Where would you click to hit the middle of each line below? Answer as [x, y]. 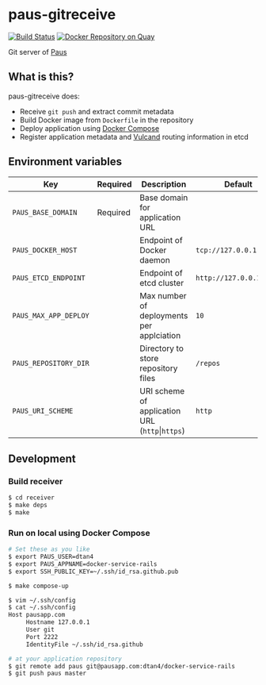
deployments [164, 315]
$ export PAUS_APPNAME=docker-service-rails [83, 564]
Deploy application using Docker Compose [89, 128]
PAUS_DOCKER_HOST [45, 250]
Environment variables [65, 162]
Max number [163, 295]
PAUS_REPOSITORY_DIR [51, 363]
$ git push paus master [47, 673]
